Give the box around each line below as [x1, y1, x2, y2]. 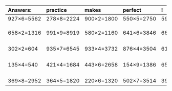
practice [46, 7, 67, 13]
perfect [122, 7, 142, 13]
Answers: [8, 7, 32, 13]
